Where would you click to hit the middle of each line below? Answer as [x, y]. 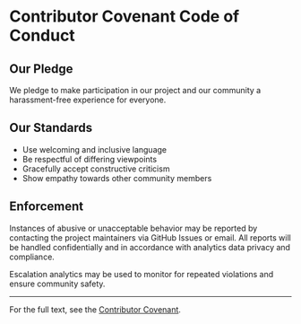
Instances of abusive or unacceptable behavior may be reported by [133, 228]
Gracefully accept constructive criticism [96, 169]
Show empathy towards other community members [117, 178]
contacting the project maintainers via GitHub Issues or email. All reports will [150, 237]
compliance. [32, 257]
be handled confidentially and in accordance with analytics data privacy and [150, 247]
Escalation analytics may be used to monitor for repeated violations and [142, 274]
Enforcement [46, 207]
